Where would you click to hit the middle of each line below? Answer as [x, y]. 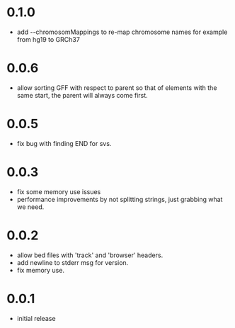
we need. [30, 207]
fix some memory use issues [59, 191]
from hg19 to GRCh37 [48, 39]
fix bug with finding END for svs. [64, 143]
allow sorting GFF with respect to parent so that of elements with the [117, 87]
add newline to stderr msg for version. [73, 262]
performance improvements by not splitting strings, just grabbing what [120, 199]
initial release [36, 318]
